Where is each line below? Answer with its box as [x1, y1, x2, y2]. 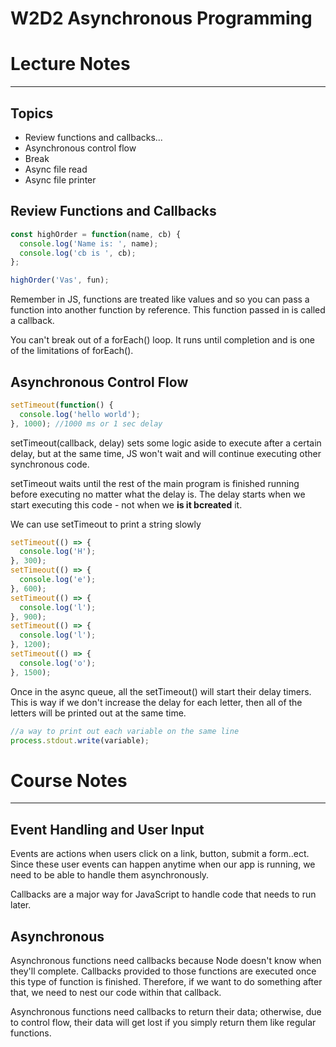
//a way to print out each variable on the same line [10, 726, 240, 736]
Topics [10, 105, 54, 122]
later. [10, 899, 32, 911]
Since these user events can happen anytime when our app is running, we [10, 858, 316, 871]
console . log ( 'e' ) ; [19, 575, 97, 585]
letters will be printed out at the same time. [10, 707, 187, 719]
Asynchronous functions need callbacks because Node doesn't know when [10, 955, 322, 966]
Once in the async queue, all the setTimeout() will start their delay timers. [10, 685, 312, 697]
